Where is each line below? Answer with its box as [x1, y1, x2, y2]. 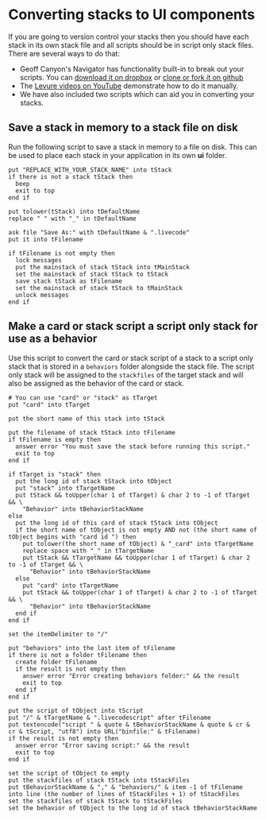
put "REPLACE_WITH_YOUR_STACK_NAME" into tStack [8, 165, 172, 174]
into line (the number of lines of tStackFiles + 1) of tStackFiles [8, 790, 240, 798]
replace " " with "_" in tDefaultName [8, 215, 137, 222]
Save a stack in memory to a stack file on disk [8, 121, 238, 134]
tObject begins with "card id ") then [8, 532, 137, 541]
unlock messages [15, 291, 69, 299]
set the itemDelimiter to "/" [8, 630, 109, 638]
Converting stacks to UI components [8, 6, 256, 24]
